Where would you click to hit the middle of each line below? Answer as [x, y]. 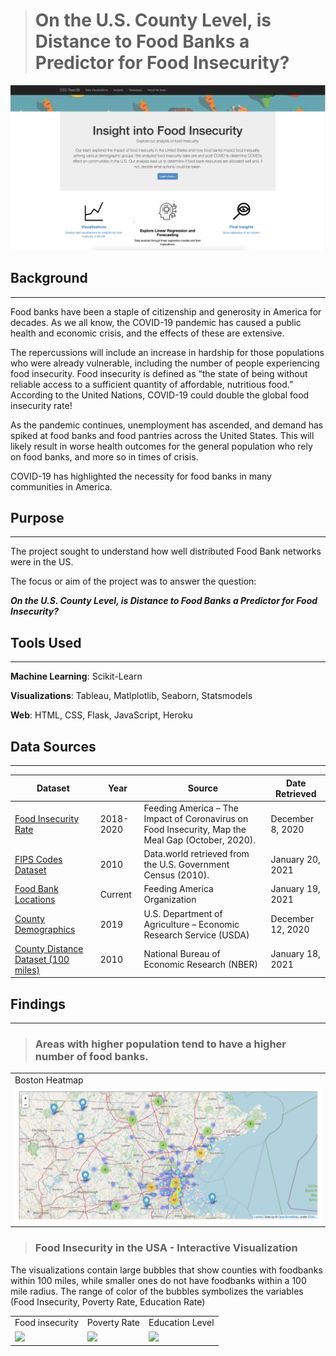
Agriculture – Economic [191, 924]
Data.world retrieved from [196, 853]
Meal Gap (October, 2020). [200, 840]
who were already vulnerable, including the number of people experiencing [165, 363]
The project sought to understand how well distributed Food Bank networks [166, 551]
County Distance [49, 948]
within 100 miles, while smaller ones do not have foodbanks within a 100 [158, 1280]
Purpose [37, 517]
